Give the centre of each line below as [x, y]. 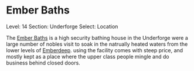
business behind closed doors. [43, 63]
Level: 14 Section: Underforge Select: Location [62, 26]
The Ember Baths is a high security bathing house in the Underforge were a [97, 38]
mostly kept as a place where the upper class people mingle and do [88, 56]
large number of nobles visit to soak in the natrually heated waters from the [97, 44]
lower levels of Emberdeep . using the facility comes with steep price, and [95, 50]
